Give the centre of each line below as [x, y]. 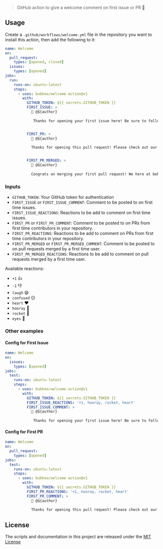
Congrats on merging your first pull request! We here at [91, 174]
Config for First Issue [27, 342]
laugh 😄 [20, 292]
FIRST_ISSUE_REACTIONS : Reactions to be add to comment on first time [81, 213]
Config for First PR [24, 432]
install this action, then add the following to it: [50, 39]
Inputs [13, 186]
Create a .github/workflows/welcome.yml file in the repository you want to [79, 35]
